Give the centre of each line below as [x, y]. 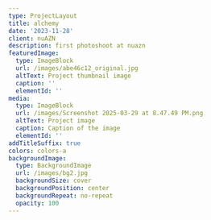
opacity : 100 [37, 203]
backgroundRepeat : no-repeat [64, 195]
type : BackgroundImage [54, 166]
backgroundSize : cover [54, 181]
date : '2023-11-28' [41, 31]
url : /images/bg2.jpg [52, 173]
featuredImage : [34, 53]
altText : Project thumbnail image [73, 76]
